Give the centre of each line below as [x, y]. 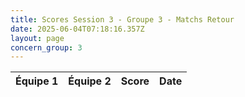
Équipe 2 [90, 81]
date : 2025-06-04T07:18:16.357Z [77, 29]
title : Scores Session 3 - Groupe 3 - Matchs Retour [122, 19]
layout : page [37, 38]
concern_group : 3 [46, 47]
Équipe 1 [37, 81]
